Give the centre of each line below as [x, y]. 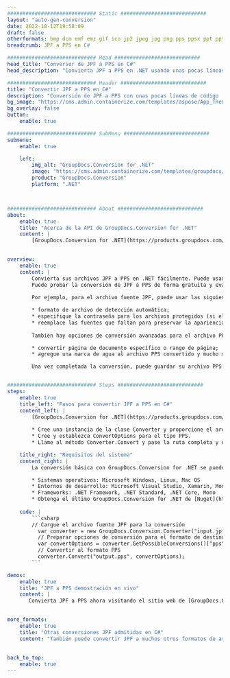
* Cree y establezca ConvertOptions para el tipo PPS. [112, 436]
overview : [21, 259]
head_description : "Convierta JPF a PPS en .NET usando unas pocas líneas [116, 70]
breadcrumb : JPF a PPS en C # [49, 45]
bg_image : [21, 102]
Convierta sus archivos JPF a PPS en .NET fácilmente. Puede [121, 279]
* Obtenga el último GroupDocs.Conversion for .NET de [112, 499]
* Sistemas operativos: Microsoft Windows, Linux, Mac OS [116, 480]
